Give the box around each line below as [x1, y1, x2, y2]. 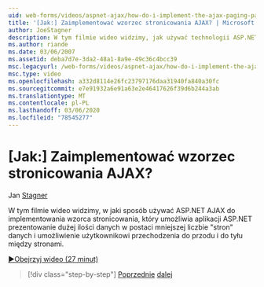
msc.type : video [8, 70, 61, 78]
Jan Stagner [8, 190, 48, 200]
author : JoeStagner [8, 26, 72, 34]
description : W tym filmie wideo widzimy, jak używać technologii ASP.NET [8, 33, 258, 42]
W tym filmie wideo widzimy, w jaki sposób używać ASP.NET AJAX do [8, 205, 236, 215]
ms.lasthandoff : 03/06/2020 [8, 107, 101, 115]
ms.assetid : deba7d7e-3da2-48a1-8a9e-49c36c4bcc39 [8, 56, 178, 64]
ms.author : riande [8, 41, 68, 49]
